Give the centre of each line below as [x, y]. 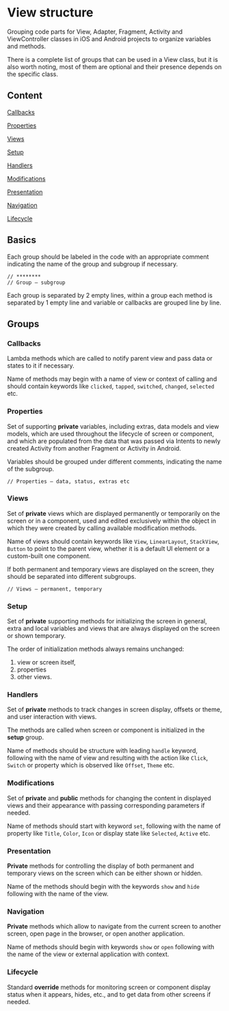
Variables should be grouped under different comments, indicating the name [114, 462]
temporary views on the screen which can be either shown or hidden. [105, 873]
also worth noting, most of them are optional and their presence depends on [114, 67]
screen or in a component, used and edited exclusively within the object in [112, 521]
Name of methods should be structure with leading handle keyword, [103, 751]
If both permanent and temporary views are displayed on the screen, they [111, 569]
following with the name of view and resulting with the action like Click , [108, 758]
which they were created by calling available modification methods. [102, 528]
